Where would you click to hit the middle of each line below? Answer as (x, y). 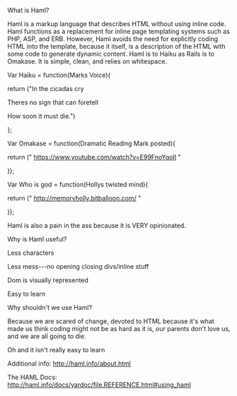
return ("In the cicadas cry (46, 89)
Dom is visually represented (48, 280)
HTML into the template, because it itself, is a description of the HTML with (116, 46)
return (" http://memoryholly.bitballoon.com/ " (74, 198)
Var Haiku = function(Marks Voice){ (59, 75)
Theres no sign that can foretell (53, 102)
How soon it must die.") (41, 116)
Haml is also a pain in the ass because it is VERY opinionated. (97, 226)
